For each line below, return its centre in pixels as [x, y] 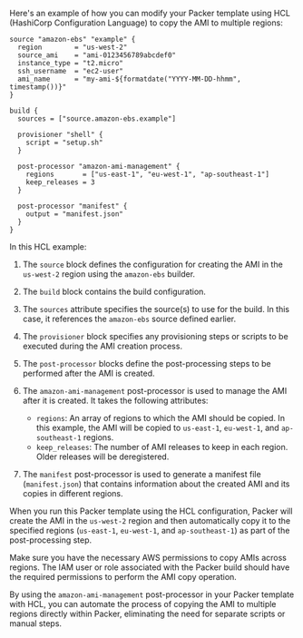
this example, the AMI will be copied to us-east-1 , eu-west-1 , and [157, 427]
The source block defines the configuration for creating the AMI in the [152, 264]
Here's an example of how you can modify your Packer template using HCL [150, 13]
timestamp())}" [38, 87]
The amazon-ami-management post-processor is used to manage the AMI [155, 391]
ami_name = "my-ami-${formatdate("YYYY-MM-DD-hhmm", [130, 79]
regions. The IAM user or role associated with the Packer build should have [150, 567]
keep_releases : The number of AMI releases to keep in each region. [162, 447]
